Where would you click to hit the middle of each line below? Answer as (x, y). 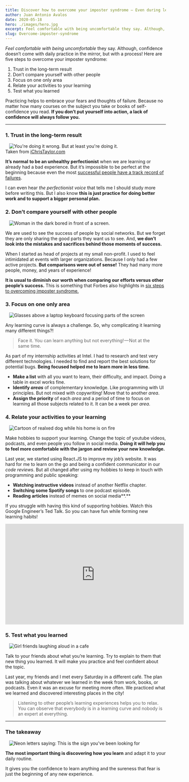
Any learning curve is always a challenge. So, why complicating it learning (83, 325)
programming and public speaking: (42, 475)
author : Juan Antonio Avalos (36, 15)
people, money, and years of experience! (48, 270)
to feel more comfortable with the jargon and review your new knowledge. (85, 449)
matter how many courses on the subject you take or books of (71, 106)
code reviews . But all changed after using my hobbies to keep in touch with (84, 470)
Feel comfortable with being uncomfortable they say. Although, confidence (84, 48)
